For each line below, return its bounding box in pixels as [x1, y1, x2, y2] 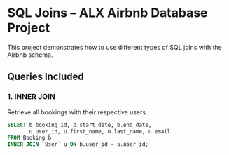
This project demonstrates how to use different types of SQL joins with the [7, 43, 222, 51]
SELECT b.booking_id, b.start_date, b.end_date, [7, 121, 152, 128]
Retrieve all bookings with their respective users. [7, 107, 148, 116]
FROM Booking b [7, 135, 52, 142]
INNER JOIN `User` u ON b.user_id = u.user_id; [7, 141, 149, 148]
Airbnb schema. [7, 50, 53, 59]
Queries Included [7, 71, 84, 83]
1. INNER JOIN [7, 92, 56, 102]
